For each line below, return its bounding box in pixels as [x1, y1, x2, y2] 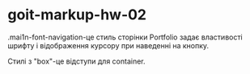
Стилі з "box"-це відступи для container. [7, 56, 146, 66]
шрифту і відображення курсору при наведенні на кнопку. [7, 40, 210, 50]
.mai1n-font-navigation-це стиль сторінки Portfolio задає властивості [7, 32, 244, 42]
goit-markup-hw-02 [7, 6, 147, 24]
